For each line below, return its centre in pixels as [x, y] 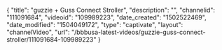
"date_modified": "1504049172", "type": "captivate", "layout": [95, 25]
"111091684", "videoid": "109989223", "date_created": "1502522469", [107, 17]
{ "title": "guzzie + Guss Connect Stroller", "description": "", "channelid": [111, 10]
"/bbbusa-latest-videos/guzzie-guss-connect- [139, 32]
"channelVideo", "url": [39, 32]
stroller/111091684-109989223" [51, 40]
